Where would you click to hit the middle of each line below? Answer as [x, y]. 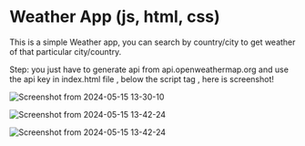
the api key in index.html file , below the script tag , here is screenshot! [142, 78]
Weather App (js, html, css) [115, 17]
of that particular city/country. [66, 51]
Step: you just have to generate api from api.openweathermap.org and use [149, 69]
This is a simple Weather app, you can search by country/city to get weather [152, 42]
